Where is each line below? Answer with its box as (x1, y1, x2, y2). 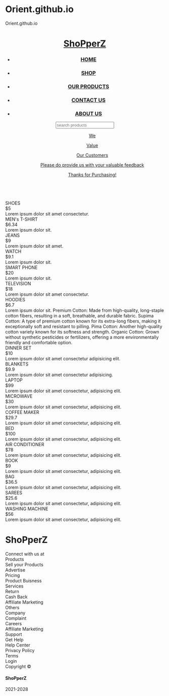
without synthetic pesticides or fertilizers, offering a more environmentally (5, 334, 159, 340)
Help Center (5, 642, 31, 648)
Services (5, 583, 24, 589)
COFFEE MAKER (5, 409, 39, 415)
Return (5, 588, 19, 595)
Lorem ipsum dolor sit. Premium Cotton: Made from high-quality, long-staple (5, 307, 164, 313)
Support (5, 631, 22, 637)
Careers (5, 621, 22, 627)
